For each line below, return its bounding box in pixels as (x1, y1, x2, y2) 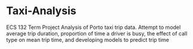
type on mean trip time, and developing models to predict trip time (6, 36, 169, 43)
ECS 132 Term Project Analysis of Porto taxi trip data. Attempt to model (6, 24, 181, 31)
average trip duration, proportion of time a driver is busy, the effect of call (6, 30, 188, 37)
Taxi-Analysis (6, 4, 76, 18)
